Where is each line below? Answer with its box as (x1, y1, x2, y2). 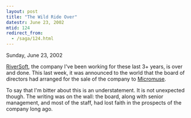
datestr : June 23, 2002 (6, 19, 65, 25)
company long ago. (6, 106, 53, 112)
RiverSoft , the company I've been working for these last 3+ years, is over (6, 63, 183, 70)
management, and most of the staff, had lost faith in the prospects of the (6, 99, 182, 106)
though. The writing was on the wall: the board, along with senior (6, 93, 163, 100)
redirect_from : (6, 30, 43, 36)
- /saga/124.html (11, 36, 54, 41)
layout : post (6, 8, 38, 15)
